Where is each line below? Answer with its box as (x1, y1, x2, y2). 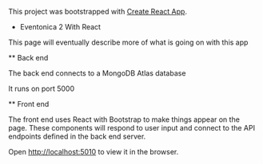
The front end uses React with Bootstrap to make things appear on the (8, 115, 240, 124)
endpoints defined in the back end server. (8, 131, 146, 141)
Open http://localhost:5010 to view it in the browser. (8, 147, 179, 156)
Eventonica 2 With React (19, 22, 102, 31)
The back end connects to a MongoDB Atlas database (8, 68, 186, 78)
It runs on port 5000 (8, 84, 75, 93)
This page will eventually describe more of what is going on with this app (8, 37, 249, 47)
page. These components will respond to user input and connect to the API (8, 123, 256, 132)
